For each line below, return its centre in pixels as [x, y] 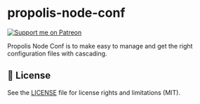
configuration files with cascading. [57, 53]
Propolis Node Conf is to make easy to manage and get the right [100, 46]
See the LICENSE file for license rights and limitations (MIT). [94, 92]
